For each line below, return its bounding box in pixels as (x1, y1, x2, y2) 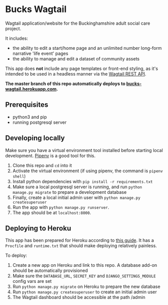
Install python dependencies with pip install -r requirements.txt (12, 178, 153, 184)
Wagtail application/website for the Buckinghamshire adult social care (5, 20, 150, 26)
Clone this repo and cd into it (12, 162, 72, 168)
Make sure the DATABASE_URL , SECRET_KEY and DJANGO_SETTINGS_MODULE (12, 273, 156, 279)
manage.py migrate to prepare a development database (12, 189, 127, 195)
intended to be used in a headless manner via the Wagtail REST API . (5, 70, 146, 77)
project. (5, 25, 22, 31)
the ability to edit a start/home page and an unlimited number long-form (12, 45, 162, 51)
